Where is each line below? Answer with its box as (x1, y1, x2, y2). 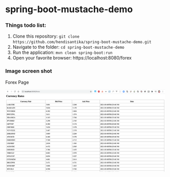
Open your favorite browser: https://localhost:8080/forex (12, 55, 132, 61)
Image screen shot (5, 68, 52, 75)
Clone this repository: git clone (12, 33, 80, 39)
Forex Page (5, 79, 29, 85)
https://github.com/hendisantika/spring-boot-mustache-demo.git (12, 40, 152, 45)
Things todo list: (5, 22, 47, 29)
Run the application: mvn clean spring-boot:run (12, 49, 113, 55)
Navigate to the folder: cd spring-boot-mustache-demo (12, 44, 124, 50)
